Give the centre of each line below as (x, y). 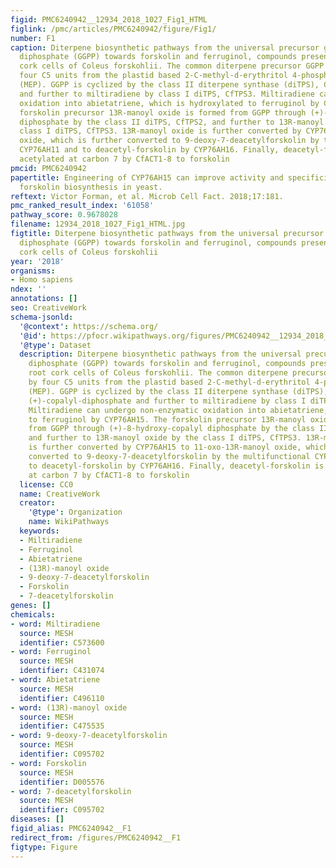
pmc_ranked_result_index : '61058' (82, 206)
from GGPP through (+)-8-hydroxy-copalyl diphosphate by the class (171, 429)
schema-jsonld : (42, 317)
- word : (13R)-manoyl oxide (69, 707)
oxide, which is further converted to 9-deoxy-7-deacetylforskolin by (169, 141)
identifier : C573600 (62, 642)
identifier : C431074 (62, 671)
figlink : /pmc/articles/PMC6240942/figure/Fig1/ (113, 29)
